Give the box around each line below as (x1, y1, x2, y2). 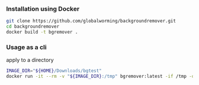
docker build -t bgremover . (6, 29, 78, 35)
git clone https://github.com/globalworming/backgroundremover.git (6, 18, 176, 24)
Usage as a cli (6, 43, 47, 51)
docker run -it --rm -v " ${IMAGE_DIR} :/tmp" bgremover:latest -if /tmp (6, 73, 187, 80)
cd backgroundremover (6, 24, 60, 30)
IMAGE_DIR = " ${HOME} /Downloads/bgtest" (6, 68, 102, 74)
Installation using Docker (6, 5, 80, 13)
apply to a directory (6, 57, 54, 64)
